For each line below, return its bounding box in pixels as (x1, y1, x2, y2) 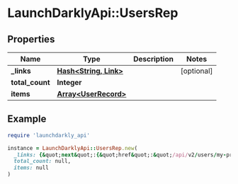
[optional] (180, 66, 213, 76)
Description (133, 54, 174, 64)
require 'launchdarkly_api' (7, 132, 91, 139)
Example (7, 113, 47, 125)
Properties (7, 33, 55, 45)
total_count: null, (13, 158, 72, 165)
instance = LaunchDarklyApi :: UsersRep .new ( (7, 144, 138, 151)
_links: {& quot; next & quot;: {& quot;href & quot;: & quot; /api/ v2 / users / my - (13, 151, 227, 159)
